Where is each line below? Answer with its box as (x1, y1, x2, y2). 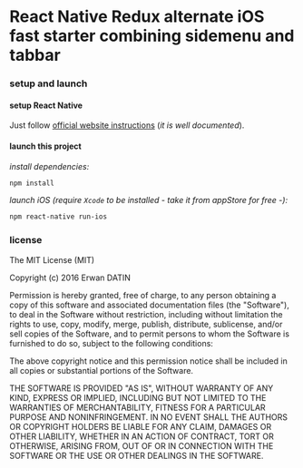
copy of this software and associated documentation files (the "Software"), (9, 299, 290, 310)
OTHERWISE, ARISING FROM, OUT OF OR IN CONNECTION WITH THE (9, 440, 274, 451)
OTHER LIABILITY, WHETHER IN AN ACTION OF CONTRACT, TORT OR (9, 431, 274, 442)
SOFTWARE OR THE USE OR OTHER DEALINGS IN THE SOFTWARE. (9, 450, 264, 461)
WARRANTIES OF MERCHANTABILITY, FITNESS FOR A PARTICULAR (9, 402, 266, 413)
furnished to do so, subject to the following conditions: (9, 337, 213, 348)
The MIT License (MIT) (9, 254, 95, 265)
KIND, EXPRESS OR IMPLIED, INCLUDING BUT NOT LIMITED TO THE (9, 392, 267, 403)
